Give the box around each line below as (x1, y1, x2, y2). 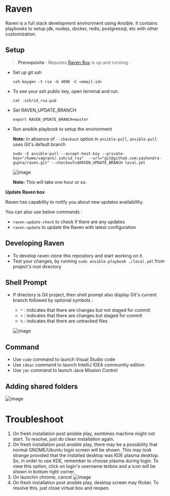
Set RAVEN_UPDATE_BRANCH (12, 107, 77, 113)
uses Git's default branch (12, 141, 66, 147)
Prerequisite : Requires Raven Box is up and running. (17, 59, 130, 66)
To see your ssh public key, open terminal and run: (12, 88, 119, 94)
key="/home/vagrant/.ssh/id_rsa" (12, 156, 84, 161)
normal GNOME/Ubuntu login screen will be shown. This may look (12, 446, 152, 453)
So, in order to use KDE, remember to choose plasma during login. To (12, 458, 159, 464)
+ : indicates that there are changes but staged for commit (20, 313, 142, 319)
